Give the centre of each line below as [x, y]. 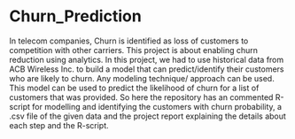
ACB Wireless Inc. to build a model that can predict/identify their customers [147, 69]
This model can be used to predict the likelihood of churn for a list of [134, 88]
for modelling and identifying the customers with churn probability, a [157, 106]
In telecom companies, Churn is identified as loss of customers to [129, 41]
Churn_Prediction [75, 16]
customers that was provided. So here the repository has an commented [141, 97]
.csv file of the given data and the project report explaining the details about [147, 116]
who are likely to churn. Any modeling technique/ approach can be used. [142, 78]
